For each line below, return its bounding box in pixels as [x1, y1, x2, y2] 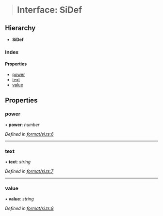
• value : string [5, 196, 34, 202]
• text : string [5, 159, 31, 165]
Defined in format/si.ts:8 [5, 205, 54, 211]
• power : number [5, 122, 40, 127]
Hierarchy [5, 24, 36, 32]
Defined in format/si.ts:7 [5, 168, 54, 174]
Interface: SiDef [16, 4, 82, 16]
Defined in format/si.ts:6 [5, 131, 54, 137]
